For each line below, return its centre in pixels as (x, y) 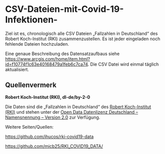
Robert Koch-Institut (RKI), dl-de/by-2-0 (48, 97)
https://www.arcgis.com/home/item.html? (48, 59)
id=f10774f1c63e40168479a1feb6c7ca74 (46, 64)
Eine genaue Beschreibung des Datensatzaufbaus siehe (63, 54)
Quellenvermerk (31, 85)
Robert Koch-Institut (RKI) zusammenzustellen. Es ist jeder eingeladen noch (83, 39)
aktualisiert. (17, 69)
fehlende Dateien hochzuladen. (37, 44)
